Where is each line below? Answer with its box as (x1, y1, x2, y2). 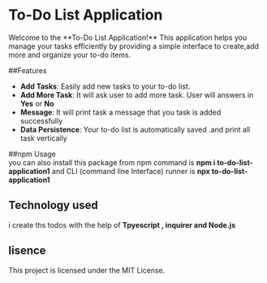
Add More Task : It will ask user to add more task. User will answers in (19, 89, 254, 99)
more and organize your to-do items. (8, 50, 131, 59)
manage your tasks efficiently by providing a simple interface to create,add (8, 41, 260, 50)
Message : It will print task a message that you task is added (19, 107, 222, 117)
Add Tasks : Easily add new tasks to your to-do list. (19, 81, 191, 91)
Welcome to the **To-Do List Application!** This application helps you (8, 33, 248, 42)
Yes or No (19, 98, 54, 108)
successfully (19, 115, 63, 125)
